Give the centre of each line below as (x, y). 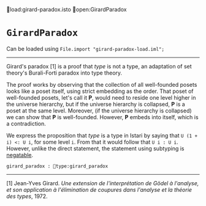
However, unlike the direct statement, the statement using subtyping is (95, 148)
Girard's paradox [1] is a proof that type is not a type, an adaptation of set (99, 66)
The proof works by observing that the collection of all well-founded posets (102, 84)
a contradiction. (26, 123)
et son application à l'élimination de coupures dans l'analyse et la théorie (99, 189)
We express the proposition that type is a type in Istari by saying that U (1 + (102, 135)
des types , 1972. (27, 196)
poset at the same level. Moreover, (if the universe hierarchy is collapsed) (99, 111)
